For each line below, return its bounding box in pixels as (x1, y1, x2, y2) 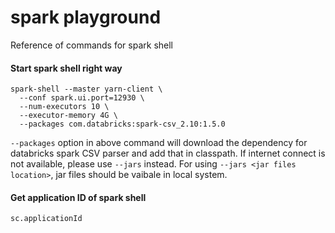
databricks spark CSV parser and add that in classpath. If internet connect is (10, 147, 326, 160)
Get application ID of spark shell (10, 191, 147, 203)
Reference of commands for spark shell (10, 39, 173, 51)
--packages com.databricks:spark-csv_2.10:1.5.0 (19, 119, 226, 130)
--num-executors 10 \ (19, 102, 110, 112)
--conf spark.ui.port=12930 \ (19, 93, 145, 103)
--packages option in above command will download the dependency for (10, 137, 308, 149)
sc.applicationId (10, 214, 83, 224)
